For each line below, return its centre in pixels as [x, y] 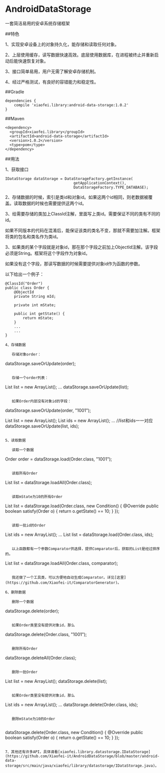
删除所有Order [25, 649]
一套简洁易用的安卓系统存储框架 [37, 23]
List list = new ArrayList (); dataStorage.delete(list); [56, 681]
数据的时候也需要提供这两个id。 [54, 203]
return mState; [38, 318]
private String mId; [35, 296]
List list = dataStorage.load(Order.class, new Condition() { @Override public [82, 506]
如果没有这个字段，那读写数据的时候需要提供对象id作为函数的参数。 [74, 264]
